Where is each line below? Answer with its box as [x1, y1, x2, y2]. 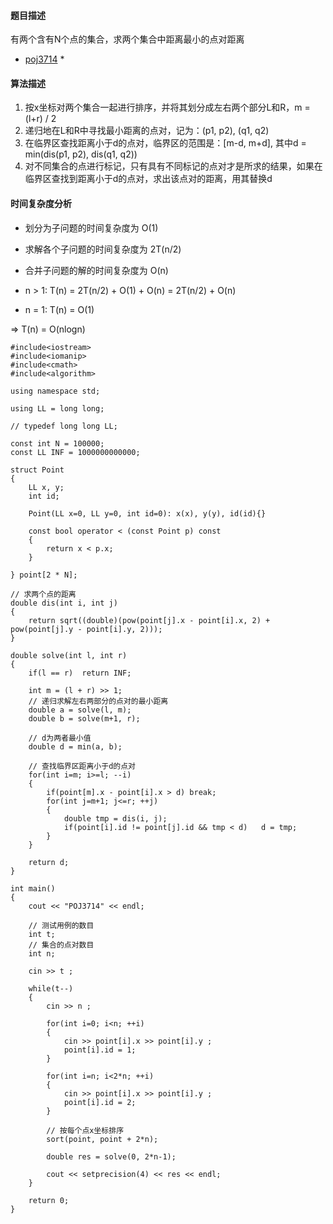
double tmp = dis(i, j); [63, 813, 168, 824]
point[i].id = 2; [63, 1097, 137, 1107]
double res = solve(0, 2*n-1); [46, 1151, 177, 1162]
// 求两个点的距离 [10, 589, 77, 599]
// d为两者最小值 [28, 733, 92, 743]
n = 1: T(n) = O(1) [24, 303, 95, 315]
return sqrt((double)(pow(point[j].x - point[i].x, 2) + [28, 615, 271, 625]
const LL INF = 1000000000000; [10, 447, 141, 457]
